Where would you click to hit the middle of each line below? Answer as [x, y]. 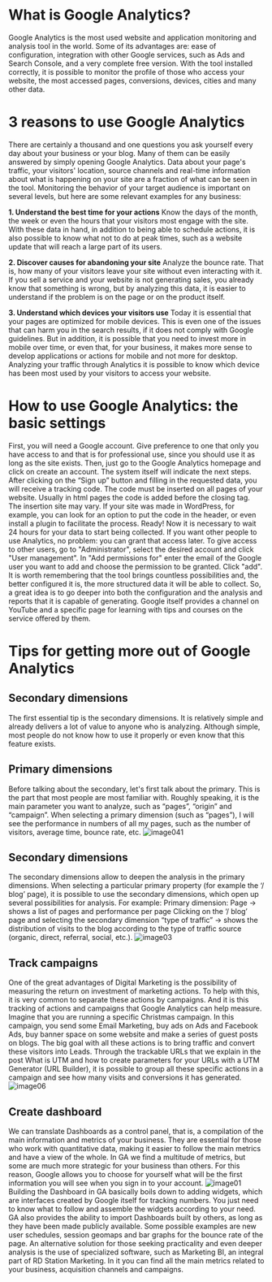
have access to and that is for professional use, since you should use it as [132, 454]
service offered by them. [50, 618]
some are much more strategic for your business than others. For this [124, 1166]
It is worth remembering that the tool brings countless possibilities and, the [134, 575]
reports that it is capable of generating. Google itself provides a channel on [134, 601]
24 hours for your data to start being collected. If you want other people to [133, 532]
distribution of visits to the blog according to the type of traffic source [125, 929]
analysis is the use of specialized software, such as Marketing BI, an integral [136, 1252]
